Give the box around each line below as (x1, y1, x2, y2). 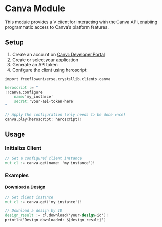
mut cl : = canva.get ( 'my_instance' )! (5, 200, 82, 205)
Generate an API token (12, 62, 58, 67)
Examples (5, 172, 29, 179)
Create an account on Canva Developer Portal (12, 51, 105, 57)
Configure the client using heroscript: (12, 67, 88, 73)
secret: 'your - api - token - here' (14, 99, 76, 104)
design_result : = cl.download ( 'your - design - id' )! (5, 213, 109, 218)
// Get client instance (5, 195, 54, 200)
